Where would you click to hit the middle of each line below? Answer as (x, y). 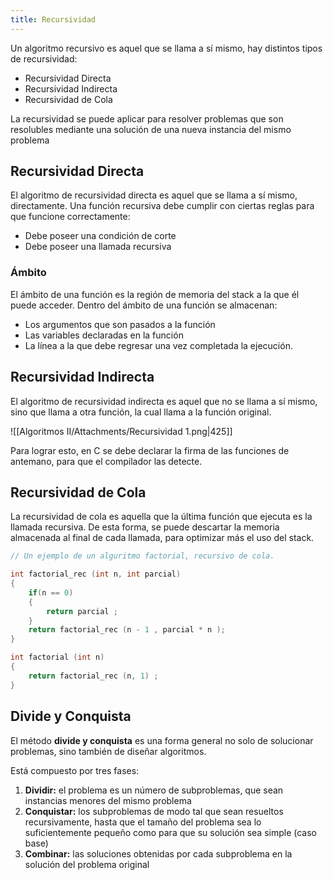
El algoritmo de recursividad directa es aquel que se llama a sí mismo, (154, 195)
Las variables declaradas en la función (104, 335)
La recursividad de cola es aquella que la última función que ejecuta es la (161, 517)
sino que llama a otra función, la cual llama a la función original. (141, 412)
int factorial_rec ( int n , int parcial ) (96, 574)
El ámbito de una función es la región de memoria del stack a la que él (155, 294)
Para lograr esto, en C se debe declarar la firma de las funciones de (150, 450)
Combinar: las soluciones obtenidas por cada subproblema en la (158, 853)
